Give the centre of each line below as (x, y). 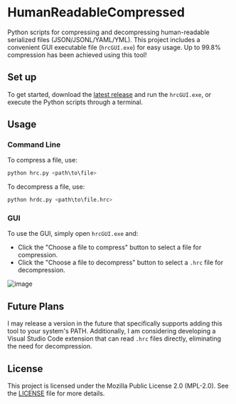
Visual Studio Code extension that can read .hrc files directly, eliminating (114, 338)
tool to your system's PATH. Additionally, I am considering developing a (112, 331)
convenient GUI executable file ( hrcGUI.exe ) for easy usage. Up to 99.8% (114, 47)
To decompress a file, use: (46, 187)
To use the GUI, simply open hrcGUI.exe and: (73, 234)
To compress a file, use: (43, 160)
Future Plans (36, 306)
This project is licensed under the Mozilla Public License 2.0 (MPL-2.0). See (118, 386)
